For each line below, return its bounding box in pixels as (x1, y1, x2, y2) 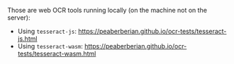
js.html (17, 34, 38, 43)
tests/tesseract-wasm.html (17, 49, 96, 58)
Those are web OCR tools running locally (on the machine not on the (7, 6, 208, 14)
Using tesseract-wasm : (17, 42, 84, 50)
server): (7, 13, 30, 22)
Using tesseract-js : (17, 27, 77, 35)
